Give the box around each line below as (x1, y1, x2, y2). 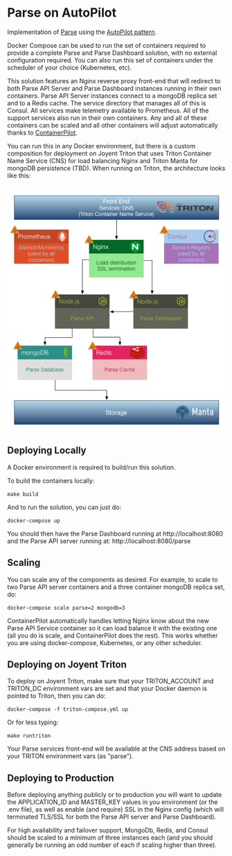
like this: (7, 171, 31, 180)
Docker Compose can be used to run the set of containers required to (7, 41, 206, 49)
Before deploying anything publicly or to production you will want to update (7, 791, 222, 799)
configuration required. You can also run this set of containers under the (7, 55, 213, 64)
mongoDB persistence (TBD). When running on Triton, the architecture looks (7, 164, 226, 172)
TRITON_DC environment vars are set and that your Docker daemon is (7, 685, 208, 693)
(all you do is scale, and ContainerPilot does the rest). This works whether (7, 631, 218, 640)
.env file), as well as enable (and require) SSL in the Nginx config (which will (7, 805, 224, 814)
